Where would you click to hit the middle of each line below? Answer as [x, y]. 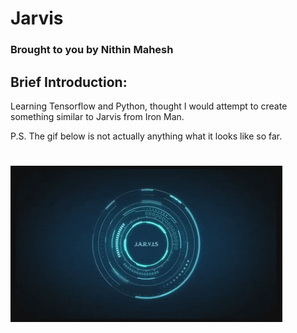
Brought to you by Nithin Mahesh [92, 50]
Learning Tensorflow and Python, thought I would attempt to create [149, 106]
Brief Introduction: [69, 82]
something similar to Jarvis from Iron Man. [97, 116]
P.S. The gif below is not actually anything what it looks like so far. [146, 136]
